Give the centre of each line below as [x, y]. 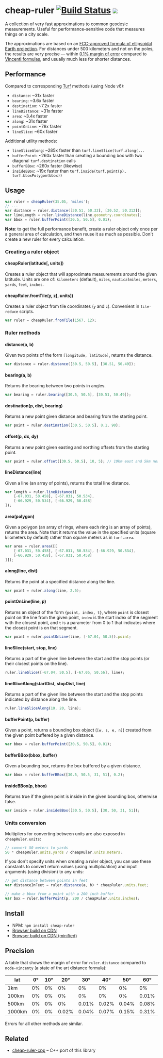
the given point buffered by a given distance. [50, 735]
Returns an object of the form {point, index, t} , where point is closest [77, 612]
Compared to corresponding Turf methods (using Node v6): [65, 86]
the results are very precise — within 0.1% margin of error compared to [76, 54]
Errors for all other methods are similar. [44, 1024]
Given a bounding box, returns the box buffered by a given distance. [73, 766]
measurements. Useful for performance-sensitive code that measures [75, 29]
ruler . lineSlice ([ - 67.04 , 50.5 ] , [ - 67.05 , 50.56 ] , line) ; [65, 673]
